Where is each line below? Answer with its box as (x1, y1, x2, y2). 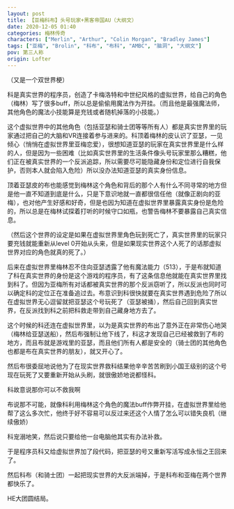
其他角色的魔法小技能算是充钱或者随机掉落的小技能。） (7, 107, 163, 116)
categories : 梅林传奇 (7, 29, 66, 37)
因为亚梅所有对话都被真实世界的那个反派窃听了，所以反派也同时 (37, 280, 221, 288)
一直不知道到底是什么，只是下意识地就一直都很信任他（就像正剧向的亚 (19, 189, 221, 198)
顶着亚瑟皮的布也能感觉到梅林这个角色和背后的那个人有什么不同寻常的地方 (7, 180, 221, 189)
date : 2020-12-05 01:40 (7, 23, 77, 30)
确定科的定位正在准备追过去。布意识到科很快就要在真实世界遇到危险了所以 (13, 288, 227, 297)
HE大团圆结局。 (7, 494, 52, 502)
